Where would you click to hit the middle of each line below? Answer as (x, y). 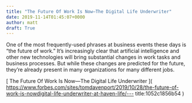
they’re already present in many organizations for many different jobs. (90, 70)
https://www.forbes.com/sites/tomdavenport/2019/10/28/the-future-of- (92, 87)
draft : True (21, 28)
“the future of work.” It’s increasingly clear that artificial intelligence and (93, 51)
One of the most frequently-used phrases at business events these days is (96, 45)
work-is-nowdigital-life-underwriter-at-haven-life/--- (70, 94)
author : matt (22, 22)
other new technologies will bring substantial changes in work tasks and (93, 57)
